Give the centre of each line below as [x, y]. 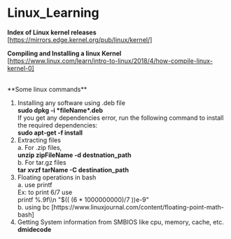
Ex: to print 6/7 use [45, 192]
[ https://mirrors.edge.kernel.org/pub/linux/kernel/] [80, 39]
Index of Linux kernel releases [52, 32]
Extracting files [39, 140]
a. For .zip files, [40, 147]
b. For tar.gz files [42, 162]
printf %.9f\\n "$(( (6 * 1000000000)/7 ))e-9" [83, 199]
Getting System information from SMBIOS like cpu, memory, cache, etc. [120, 221]
